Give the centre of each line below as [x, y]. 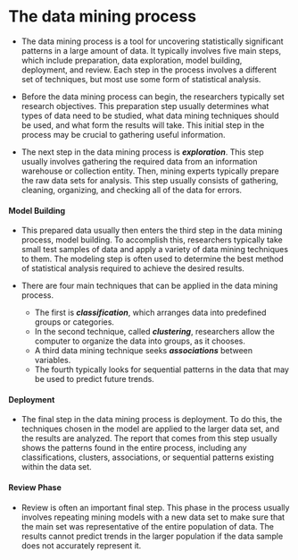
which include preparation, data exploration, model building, [132, 60]
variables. [53, 361]
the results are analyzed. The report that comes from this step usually [149, 438]
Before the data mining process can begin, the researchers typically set [153, 97]
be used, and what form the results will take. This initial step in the [143, 125]
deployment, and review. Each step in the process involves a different [149, 70]
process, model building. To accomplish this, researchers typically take [152, 240]
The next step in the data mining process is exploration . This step [142, 152]
